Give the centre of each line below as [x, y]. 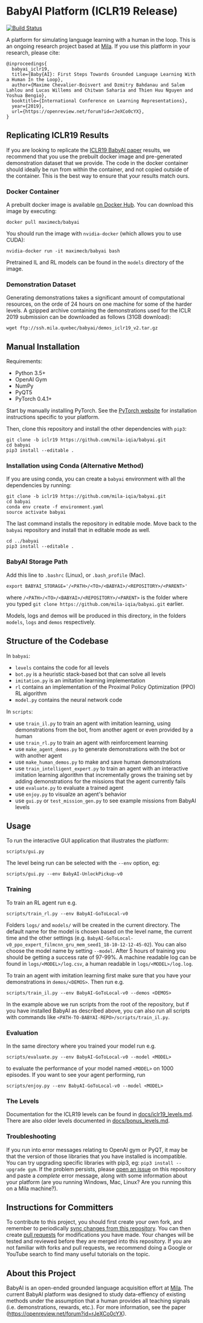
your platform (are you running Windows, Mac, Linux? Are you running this [99, 1182]
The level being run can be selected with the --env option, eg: [83, 863]
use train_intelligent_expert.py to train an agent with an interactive [101, 768]
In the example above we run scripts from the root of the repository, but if [98, 1004]
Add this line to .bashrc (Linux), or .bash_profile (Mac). [76, 575]
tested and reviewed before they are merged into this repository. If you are [99, 1241]
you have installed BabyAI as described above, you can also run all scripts [98, 1011]
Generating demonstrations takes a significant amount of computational [96, 298]
